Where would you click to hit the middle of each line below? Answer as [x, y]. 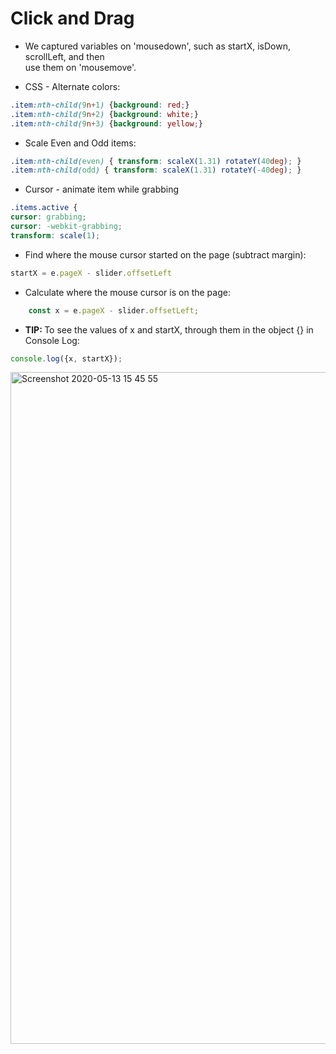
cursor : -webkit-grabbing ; [66, 227]
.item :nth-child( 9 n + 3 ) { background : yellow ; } [106, 123]
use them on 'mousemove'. [80, 67]
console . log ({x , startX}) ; [66, 358]
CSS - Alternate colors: [72, 86]
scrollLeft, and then [64, 56]
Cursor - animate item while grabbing [102, 189]
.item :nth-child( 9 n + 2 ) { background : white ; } [104, 114]
